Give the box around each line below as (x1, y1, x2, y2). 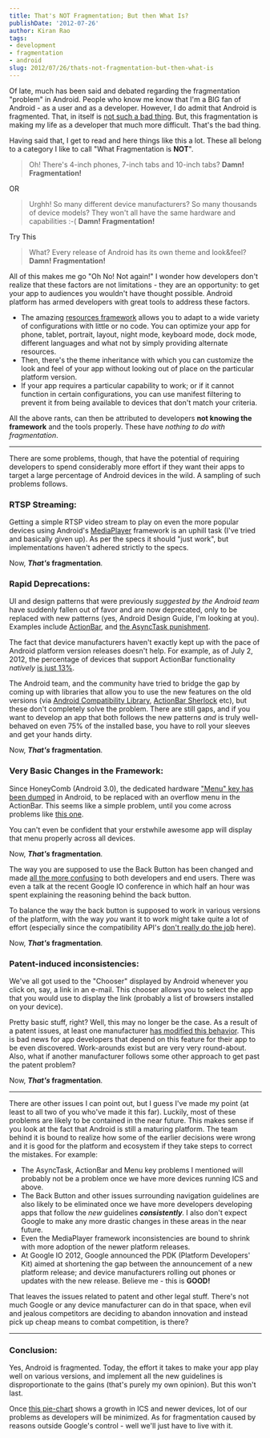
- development (9, 42, 57, 50)
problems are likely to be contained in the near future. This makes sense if (9, 1116, 254, 1125)
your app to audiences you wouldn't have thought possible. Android (9, 288, 233, 298)
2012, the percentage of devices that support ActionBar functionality (9, 654, 236, 664)
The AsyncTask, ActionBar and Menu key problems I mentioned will (20, 1165, 244, 1175)
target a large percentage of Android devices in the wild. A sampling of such (9, 470, 261, 480)
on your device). (9, 1002, 63, 1011)
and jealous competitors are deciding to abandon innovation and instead (9, 1308, 248, 1318)
